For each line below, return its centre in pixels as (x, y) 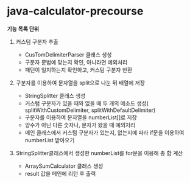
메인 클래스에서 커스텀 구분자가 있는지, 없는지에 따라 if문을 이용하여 (104, 133)
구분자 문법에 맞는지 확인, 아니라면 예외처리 (76, 62)
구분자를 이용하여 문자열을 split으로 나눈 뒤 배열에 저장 (80, 83)
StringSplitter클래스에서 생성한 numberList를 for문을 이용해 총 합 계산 (99, 153)
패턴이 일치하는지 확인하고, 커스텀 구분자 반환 (79, 70)
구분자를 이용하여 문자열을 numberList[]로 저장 (81, 117)
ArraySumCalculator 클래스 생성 (64, 166)
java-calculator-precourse (75, 11)
